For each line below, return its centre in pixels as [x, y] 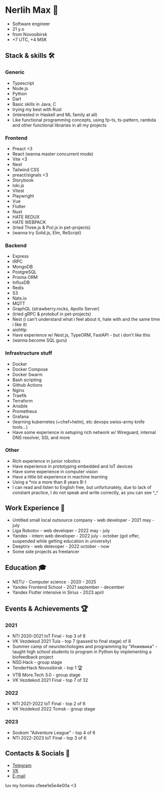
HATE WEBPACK [29, 222]
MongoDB [22, 267]
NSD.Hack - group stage [37, 662]
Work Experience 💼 [35, 508]
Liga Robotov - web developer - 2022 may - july [61, 530]
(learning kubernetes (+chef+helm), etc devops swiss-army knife [78, 422]
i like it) [19, 325]
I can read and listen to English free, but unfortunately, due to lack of [82, 487]
